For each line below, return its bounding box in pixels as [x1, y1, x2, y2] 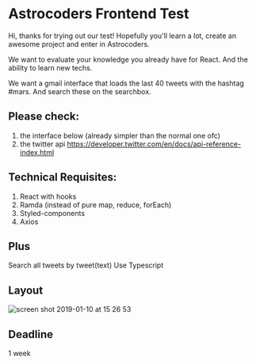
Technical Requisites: [8, 171, 117, 184]
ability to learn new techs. [8, 63, 93, 72]
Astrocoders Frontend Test [8, 5, 189, 23]
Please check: [8, 110, 79, 123]
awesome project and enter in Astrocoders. [8, 39, 150, 48]
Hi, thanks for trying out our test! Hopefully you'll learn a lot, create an [8, 31, 236, 40]
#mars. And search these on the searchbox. [8, 86, 152, 96]
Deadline [8, 328, 54, 341]
